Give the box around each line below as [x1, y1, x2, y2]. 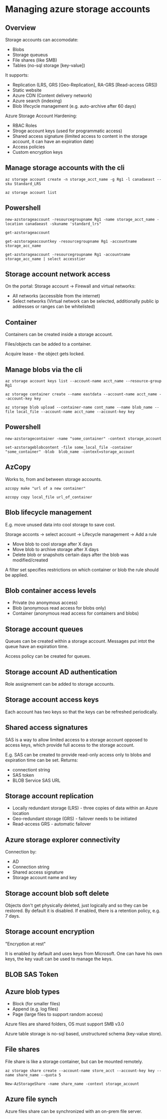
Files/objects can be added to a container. [5, 341, 92, 347]
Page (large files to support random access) [12, 1011, 103, 1017]
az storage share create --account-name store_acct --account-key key [5, 1068, 155, 1073]
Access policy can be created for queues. [5, 653, 91, 659]
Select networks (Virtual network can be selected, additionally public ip [12, 298, 159, 304]
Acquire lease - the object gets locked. [5, 351, 85, 357]
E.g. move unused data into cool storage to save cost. [5, 521, 116, 527]
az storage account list [5, 190, 57, 195]
